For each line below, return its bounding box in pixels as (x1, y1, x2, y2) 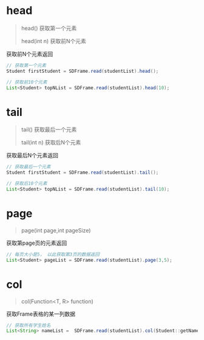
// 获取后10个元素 (6, 180, 47, 187)
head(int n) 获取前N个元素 (21, 37, 86, 44)
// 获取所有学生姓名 (6, 322, 51, 328)
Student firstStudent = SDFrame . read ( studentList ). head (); (6, 68, 159, 74)
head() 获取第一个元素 (21, 24, 77, 32)
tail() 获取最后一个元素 (21, 126, 77, 134)
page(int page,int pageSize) (21, 226, 91, 234)
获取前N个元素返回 (6, 50, 53, 58)
